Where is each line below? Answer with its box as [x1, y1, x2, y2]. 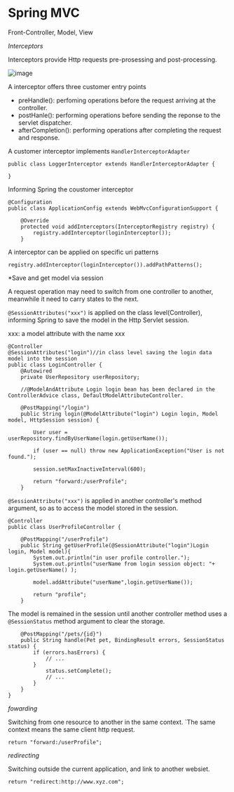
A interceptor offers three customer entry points [8, 82, 146, 90]
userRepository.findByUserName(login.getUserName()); [8, 435, 169, 442]
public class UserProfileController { [8, 523, 121, 530]
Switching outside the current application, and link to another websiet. [8, 765, 210, 773]
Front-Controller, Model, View [8, 28, 94, 36]
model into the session [8, 355, 78, 362]
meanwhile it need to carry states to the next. [8, 295, 139, 303]
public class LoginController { [8, 361, 102, 368]
